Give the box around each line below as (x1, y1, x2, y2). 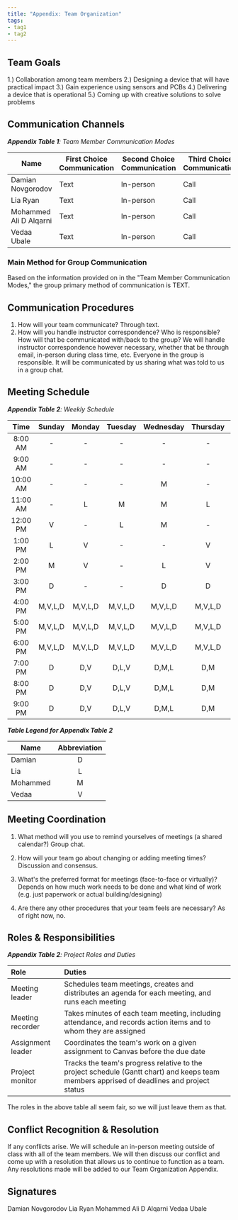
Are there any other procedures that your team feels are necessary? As (17, 904, 225, 912)
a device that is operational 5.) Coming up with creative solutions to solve (7, 90, 222, 99)
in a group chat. (17, 365, 64, 374)
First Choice (65, 154, 108, 164)
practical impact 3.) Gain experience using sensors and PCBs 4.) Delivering (7, 83, 227, 91)
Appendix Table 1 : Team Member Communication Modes (7, 137, 175, 145)
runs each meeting (64, 997, 127, 1007)
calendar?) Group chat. (17, 840, 85, 848)
